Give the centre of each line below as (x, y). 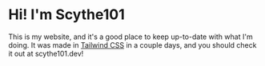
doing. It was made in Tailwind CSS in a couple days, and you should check (132, 45)
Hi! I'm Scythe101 (67, 15)
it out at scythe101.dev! (46, 53)
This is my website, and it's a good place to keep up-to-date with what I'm (131, 37)
